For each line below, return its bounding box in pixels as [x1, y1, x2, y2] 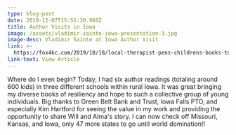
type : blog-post [7, 10, 55, 17]
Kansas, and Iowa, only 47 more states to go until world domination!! [7, 120, 206, 128]
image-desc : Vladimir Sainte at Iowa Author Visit [7, 36, 159, 43]
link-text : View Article [7, 56, 80, 63]
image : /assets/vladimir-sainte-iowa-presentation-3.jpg [7, 29, 178, 37]
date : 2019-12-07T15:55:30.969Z [7, 17, 102, 24]
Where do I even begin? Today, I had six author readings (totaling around [7, 75, 218, 83]
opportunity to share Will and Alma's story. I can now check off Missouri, [7, 112, 218, 120]
